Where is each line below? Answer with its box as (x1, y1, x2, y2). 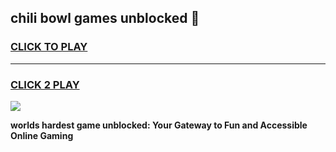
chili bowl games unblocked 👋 (10, 10, 200, 27)
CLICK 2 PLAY (10, 77, 80, 91)
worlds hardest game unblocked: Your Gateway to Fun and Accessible (10, 119, 308, 131)
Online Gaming (10, 129, 74, 141)
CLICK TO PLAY (10, 40, 88, 54)
